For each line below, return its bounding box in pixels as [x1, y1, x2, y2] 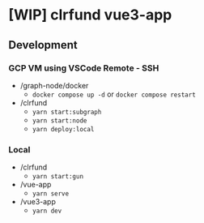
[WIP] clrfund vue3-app [8, 6, 172, 24]
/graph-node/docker [19, 80, 89, 90]
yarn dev [32, 207, 62, 216]
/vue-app [19, 180, 52, 190]
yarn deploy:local [32, 125, 95, 133]
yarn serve [32, 190, 70, 198]
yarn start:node [32, 116, 87, 125]
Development [8, 38, 79, 52]
